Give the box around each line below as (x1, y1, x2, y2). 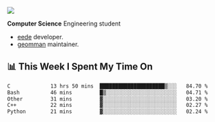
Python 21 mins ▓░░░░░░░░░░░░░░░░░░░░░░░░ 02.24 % (7, 108, 208, 115)
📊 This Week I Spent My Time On (7, 61, 153, 72)
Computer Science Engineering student (7, 19, 121, 28)
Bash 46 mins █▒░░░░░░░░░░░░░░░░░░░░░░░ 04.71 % (7, 89, 208, 96)
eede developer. (17, 33, 63, 41)
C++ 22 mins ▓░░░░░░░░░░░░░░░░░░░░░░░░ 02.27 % (7, 102, 208, 109)
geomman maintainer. (17, 40, 79, 48)
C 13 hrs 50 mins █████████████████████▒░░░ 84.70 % (7, 83, 208, 90)
